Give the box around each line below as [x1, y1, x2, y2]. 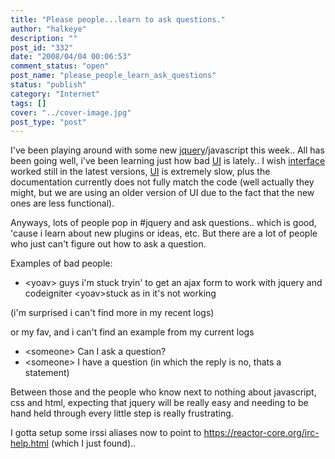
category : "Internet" [10, 89, 101, 99]
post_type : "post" [10, 117, 87, 127]
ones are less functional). [10, 197, 115, 210]
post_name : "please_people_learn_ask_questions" [10, 71, 217, 81]
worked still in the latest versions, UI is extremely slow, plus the [10, 166, 271, 178]
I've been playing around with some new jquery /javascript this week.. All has [10, 144, 325, 156]
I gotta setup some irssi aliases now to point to [10, 427, 202, 439]
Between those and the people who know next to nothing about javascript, [10, 386, 317, 398]
